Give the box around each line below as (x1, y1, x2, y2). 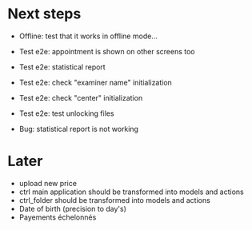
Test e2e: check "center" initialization (18, 93, 143, 102)
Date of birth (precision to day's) (18, 204, 127, 213)
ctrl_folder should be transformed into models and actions (18, 195, 211, 204)
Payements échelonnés (18, 212, 97, 222)
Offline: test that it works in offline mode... (18, 31, 158, 41)
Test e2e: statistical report (18, 61, 106, 72)
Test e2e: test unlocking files (18, 109, 114, 118)
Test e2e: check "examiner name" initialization (18, 77, 173, 87)
